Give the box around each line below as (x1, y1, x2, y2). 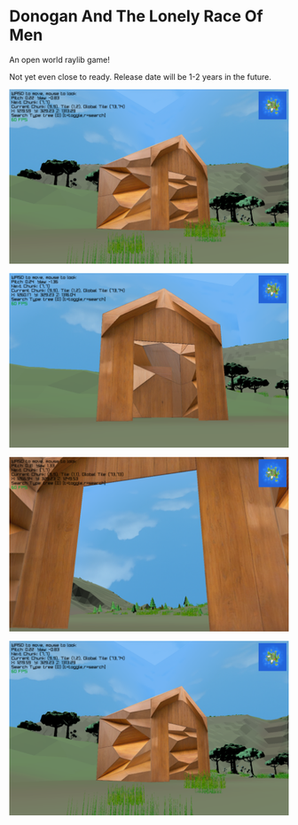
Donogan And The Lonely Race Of (9, 6, 263, 27)
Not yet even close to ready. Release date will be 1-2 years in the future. (9, 71, 272, 82)
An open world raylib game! (9, 54, 111, 65)
